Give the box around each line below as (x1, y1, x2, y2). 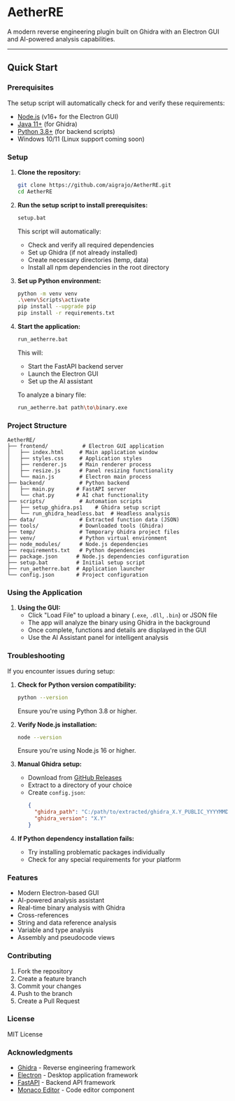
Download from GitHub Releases (27, 774, 122, 782)
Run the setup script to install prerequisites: (17, 200, 148, 209)
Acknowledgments (7, 1047, 73, 1057)
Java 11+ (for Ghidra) (17, 120, 78, 128)
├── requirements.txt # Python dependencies (7, 547, 145, 554)
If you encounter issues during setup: (7, 666, 115, 675)
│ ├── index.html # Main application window (7, 449, 158, 456)
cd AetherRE (17, 188, 52, 195)
